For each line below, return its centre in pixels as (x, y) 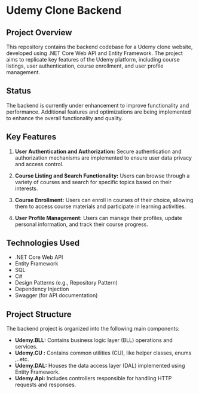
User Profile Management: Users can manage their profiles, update (98, 218)
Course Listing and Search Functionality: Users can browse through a (102, 175)
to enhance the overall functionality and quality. (65, 118)
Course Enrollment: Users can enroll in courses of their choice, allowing (104, 200)
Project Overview (39, 33)
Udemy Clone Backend (64, 10)
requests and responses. (45, 385)
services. (26, 347)
